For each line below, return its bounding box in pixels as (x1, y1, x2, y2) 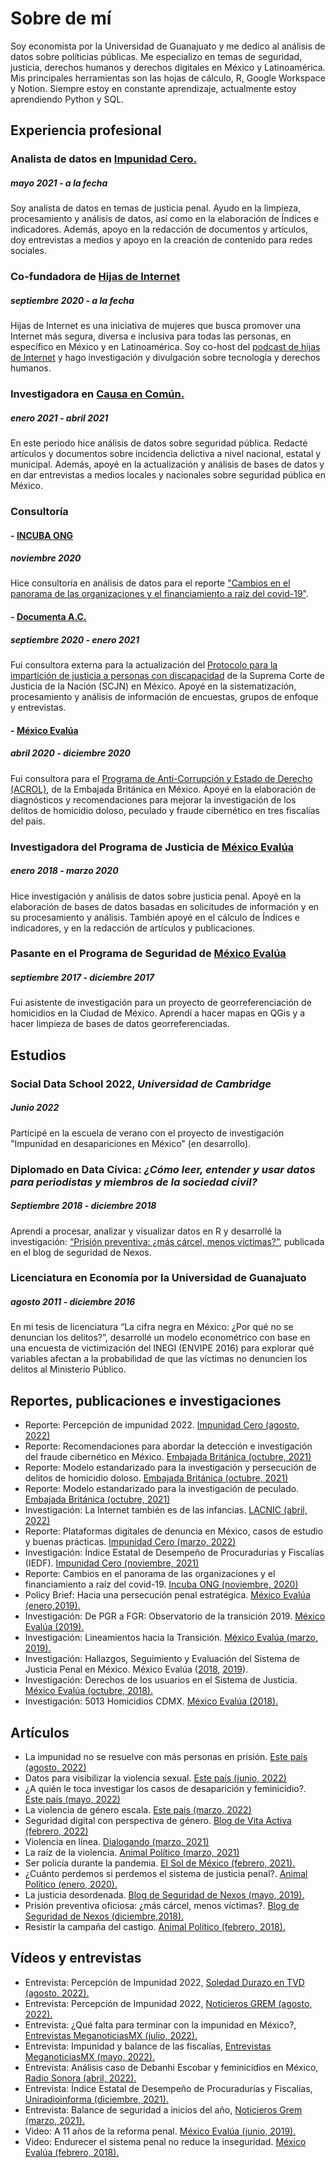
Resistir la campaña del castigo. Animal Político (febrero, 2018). (24, 1921, 286, 1933)
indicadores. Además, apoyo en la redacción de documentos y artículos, (10, 223, 309, 236)
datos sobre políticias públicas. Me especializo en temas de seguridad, (10, 50, 303, 62)
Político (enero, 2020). (24, 1878, 118, 1891)
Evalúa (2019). (24, 1621, 85, 1633)
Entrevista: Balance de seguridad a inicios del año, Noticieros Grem (24, 2103, 303, 2116)
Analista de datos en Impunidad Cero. (10, 152, 198, 166)
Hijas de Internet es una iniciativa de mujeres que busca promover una (10, 320, 302, 332)
